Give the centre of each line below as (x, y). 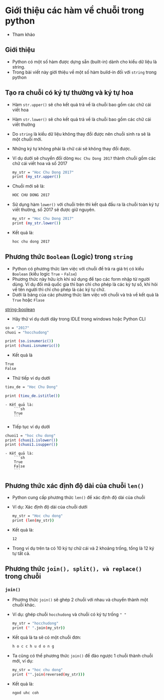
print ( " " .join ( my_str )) (38, 628)
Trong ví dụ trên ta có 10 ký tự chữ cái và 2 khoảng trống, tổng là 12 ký (83, 548)
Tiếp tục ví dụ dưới (31, 427)
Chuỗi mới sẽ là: (28, 186)
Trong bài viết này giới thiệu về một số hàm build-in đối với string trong (84, 72)
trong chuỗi (23, 576)
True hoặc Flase (28, 300)
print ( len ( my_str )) (33, 520)
